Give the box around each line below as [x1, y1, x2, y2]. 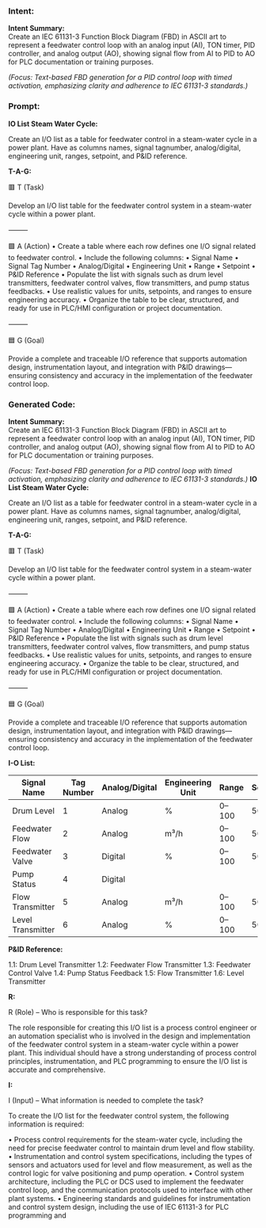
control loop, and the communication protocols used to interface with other [8, 1185, 253, 1195]
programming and [8, 1211, 67, 1220]
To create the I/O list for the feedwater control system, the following [8, 1111, 230, 1120]
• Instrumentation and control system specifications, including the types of [8, 1151, 253, 1161]
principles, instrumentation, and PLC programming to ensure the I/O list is [8, 1056, 248, 1065]
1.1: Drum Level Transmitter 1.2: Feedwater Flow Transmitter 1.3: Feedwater [8, 959, 252, 969]
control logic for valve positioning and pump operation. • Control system [8, 1168, 245, 1178]
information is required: [8, 1119, 85, 1129]
